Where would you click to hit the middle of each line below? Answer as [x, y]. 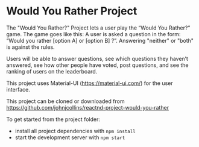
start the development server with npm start [70, 137]
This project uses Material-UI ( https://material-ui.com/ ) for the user [90, 83]
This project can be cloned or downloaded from [65, 101]
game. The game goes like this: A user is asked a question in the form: [93, 34]
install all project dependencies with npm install [75, 131]
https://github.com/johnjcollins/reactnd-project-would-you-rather [88, 107]
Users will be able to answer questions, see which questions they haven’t [97, 58]
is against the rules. [31, 47]
